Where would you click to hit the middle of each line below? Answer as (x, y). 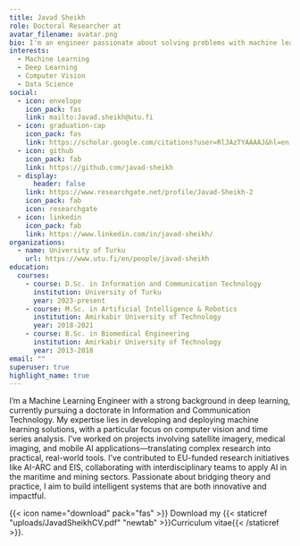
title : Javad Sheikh (48, 17)
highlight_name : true (50, 375)
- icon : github (46, 150)
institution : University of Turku (97, 292)
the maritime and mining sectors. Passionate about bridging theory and (140, 477)
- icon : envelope (50, 101)
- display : (37, 175)
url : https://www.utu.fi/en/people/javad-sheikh (117, 259)
